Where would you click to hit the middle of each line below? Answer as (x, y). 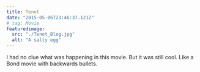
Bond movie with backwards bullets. (52, 64)
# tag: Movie (23, 23)
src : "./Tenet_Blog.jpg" (43, 34)
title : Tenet (23, 12)
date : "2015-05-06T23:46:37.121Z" (50, 18)
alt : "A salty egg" (37, 40)
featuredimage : (26, 29)
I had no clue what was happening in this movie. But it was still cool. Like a (100, 57)
